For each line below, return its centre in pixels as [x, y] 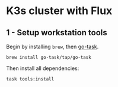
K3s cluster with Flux [59, 11]
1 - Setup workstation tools [57, 33]
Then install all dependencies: [43, 68]
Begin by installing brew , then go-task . [52, 46]
